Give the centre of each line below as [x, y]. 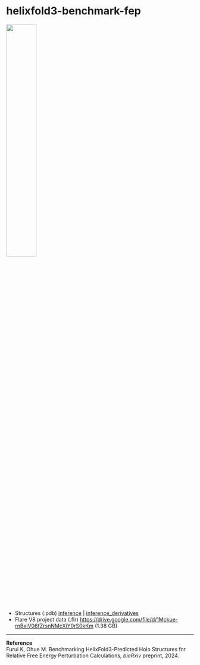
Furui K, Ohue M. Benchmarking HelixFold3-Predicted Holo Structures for [96, 649]
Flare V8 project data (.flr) [46, 619]
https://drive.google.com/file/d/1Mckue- [129, 619]
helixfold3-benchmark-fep [74, 11]
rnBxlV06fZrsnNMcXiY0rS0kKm [54, 626]
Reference [19, 643]
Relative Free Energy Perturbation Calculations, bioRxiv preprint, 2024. [93, 655]
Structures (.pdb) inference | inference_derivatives [76, 613]
